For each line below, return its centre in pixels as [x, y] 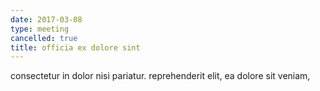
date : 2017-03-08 [46, 19]
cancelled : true [44, 38]
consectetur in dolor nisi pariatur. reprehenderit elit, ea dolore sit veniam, [160, 76]
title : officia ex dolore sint [75, 47]
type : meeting [40, 29]
